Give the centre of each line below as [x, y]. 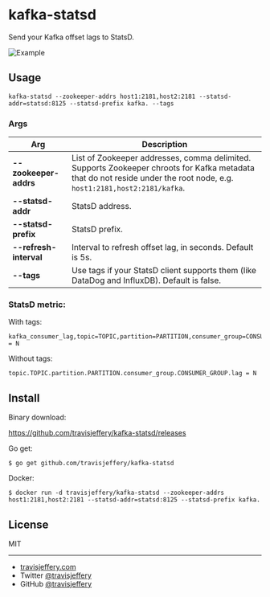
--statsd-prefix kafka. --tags [122, 103]
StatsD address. [101, 206]
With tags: [25, 322]
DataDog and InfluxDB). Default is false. [146, 280]
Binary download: [37, 417]
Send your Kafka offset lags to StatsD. [72, 37]
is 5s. [82, 257]
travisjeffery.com [48, 566]
